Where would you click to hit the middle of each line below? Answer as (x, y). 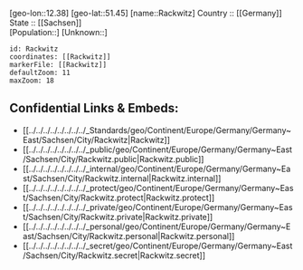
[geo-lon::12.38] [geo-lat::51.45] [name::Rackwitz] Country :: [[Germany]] (146, 13)
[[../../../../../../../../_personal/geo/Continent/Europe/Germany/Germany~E (156, 227)
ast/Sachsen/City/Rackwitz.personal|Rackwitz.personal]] (128, 236)
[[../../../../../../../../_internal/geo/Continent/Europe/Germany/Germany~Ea (156, 169)
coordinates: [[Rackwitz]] (60, 57)
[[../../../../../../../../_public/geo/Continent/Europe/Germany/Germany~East (157, 149)
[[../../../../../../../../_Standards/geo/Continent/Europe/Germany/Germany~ (157, 130)
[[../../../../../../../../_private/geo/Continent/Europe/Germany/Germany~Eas (157, 207)
